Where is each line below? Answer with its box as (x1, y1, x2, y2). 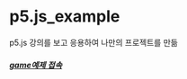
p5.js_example (9, 6, 120, 27)
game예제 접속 (9, 59, 63, 70)
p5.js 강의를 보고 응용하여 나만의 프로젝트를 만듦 (9, 37, 178, 48)
